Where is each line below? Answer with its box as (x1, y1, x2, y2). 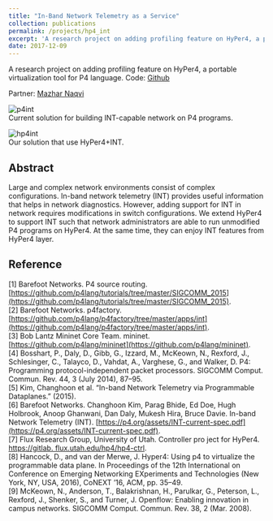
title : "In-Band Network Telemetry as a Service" (8, 11, 180, 20)
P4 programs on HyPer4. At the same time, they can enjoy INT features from (8, 225, 264, 235)
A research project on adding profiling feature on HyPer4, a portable (8, 64, 237, 74)
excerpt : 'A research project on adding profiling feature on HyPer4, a (8, 34, 260, 43)
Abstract (8, 161, 54, 174)
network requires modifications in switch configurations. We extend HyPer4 (8, 208, 262, 217)
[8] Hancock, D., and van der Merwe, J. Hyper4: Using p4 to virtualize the (8, 451, 255, 461)
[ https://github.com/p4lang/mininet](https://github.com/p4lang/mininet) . (8, 339, 251, 349)
